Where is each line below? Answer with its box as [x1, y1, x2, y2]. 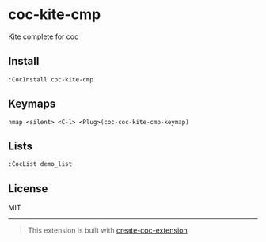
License [8, 182, 48, 195]
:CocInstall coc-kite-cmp [8, 75, 93, 84]
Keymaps [8, 97, 56, 111]
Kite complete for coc [8, 32, 79, 41]
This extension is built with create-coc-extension [27, 225, 188, 235]
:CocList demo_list [8, 161, 73, 168]
